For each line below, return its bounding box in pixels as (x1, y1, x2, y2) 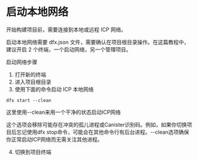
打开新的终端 (14, 71, 46, 78)
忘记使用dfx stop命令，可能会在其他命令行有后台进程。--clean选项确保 (16, 128, 189, 136)
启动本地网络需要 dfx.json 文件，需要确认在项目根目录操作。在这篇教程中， (6, 38, 189, 45)
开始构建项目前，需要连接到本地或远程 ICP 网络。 (6, 26, 126, 33)
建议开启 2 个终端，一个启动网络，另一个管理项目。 (6, 45, 132, 53)
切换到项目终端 (14, 148, 51, 155)
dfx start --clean (6, 97, 51, 103)
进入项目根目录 (14, 78, 51, 86)
